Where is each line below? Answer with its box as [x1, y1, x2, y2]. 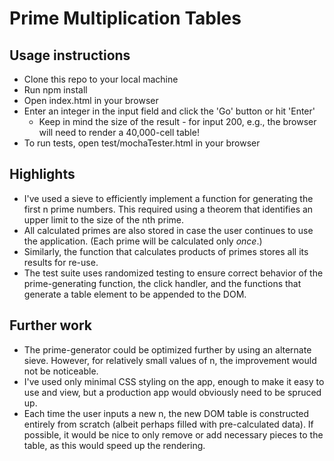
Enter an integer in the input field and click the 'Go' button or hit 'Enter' [23, 105, 316, 117]
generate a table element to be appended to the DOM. [23, 288, 247, 300]
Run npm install [23, 84, 88, 96]
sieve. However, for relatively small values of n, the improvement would [23, 354, 317, 366]
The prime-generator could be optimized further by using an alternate [23, 343, 312, 356]
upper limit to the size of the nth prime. [23, 213, 185, 226]
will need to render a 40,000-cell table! [38, 127, 200, 138]
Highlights [9, 166, 76, 183]
